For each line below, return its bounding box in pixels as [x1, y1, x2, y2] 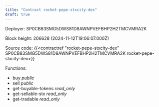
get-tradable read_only [12, 96, 60, 102]
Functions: [5, 65, 27, 71]
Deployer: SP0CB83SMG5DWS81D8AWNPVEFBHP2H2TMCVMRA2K [5, 25, 147, 31]
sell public [12, 80, 34, 86]
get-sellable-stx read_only [12, 91, 67, 97]
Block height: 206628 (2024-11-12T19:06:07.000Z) [5, 35, 109, 41]
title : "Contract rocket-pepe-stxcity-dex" [5, 7, 97, 12]
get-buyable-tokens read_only [12, 85, 75, 91]
